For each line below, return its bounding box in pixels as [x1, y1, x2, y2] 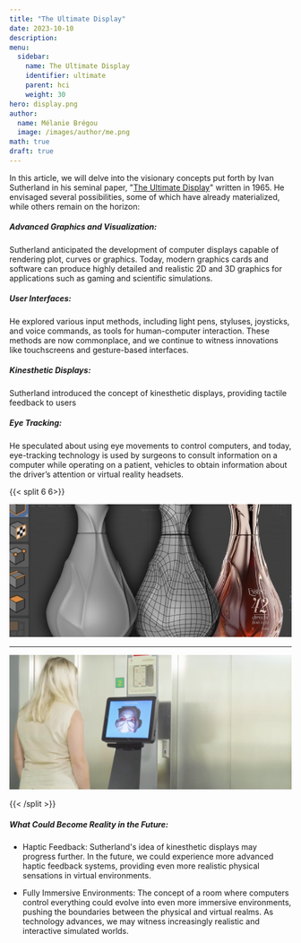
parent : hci [25, 81, 70, 90]
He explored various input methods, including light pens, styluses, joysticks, [9, 316, 290, 326]
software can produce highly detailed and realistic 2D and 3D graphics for [9, 263, 282, 273]
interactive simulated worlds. [21, 926, 130, 937]
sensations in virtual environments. [21, 870, 151, 881]
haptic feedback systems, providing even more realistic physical [21, 861, 260, 871]
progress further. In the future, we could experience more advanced [21, 852, 274, 862]
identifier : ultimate [25, 72, 106, 81]
